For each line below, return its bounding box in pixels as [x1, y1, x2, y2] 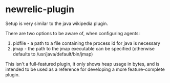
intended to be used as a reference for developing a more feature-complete [5, 66, 165, 72]
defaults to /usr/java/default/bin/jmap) [12, 51, 93, 57]
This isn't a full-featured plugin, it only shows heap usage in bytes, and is [5, 61, 160, 67]
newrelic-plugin [5, 4, 75, 15]
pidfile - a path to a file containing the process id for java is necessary [12, 40, 160, 46]
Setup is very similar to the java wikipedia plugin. [5, 20, 109, 26]
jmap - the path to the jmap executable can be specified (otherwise [12, 45, 155, 51]
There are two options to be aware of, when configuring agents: [5, 30, 140, 36]
